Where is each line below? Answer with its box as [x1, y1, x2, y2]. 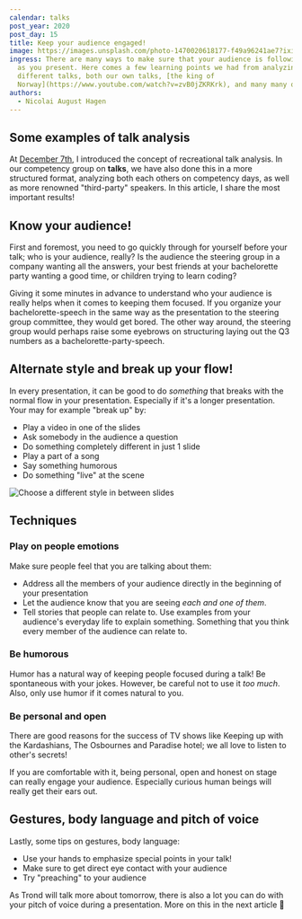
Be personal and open [9, 710, 107, 722]
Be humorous [9, 648, 69, 660]
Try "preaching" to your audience [22, 872, 147, 883]
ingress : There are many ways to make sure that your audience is [9, 55, 263, 64]
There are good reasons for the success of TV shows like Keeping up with [9, 730, 284, 741]
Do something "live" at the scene [22, 469, 146, 481]
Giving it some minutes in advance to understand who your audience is [9, 288, 272, 298]
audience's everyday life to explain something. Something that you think [22, 616, 289, 627]
